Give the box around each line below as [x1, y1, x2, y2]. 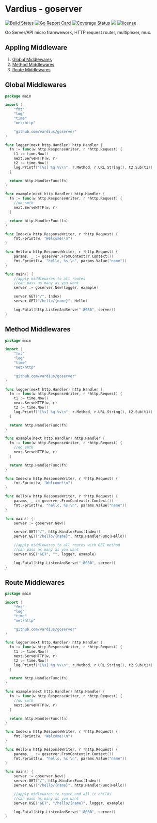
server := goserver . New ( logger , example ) [14, 285, 98, 290]
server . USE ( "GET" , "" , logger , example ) [14, 552, 96, 557]
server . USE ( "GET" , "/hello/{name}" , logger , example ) [14, 801, 125, 806]
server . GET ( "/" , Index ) [14, 294, 62, 299]
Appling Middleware [5, 44, 68, 52]
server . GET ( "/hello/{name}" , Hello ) [14, 298, 88, 304]
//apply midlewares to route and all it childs [14, 791, 111, 796]
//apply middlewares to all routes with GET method [14, 543, 120, 548]
